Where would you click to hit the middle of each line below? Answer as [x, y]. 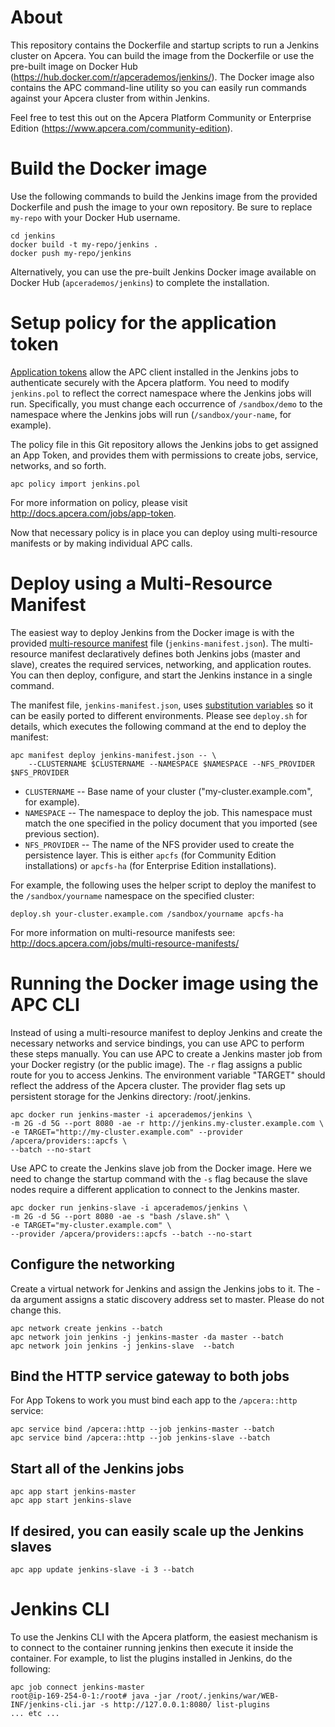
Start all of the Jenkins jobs [97, 1468]
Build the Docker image [109, 168]
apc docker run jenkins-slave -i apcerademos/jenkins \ [129, 1207]
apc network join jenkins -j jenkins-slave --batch [122, 1346]
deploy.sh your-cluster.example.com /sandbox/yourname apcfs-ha [147, 914]
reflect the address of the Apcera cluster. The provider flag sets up [148, 1085]
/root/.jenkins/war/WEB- [227, 1696]
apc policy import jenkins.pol [75, 484]
